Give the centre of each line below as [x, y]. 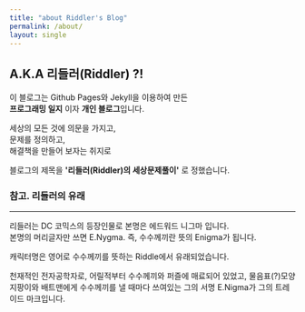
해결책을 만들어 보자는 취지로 [60, 151]
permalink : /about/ [46, 26]
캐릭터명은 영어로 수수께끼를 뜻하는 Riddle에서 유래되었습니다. [119, 257]
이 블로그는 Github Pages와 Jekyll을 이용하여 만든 [99, 97]
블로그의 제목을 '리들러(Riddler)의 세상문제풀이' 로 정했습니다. [119, 170]
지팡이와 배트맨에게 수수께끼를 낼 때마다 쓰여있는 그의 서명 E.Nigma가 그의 [142, 287]
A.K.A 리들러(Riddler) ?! [76, 74]
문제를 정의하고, [38, 140]
